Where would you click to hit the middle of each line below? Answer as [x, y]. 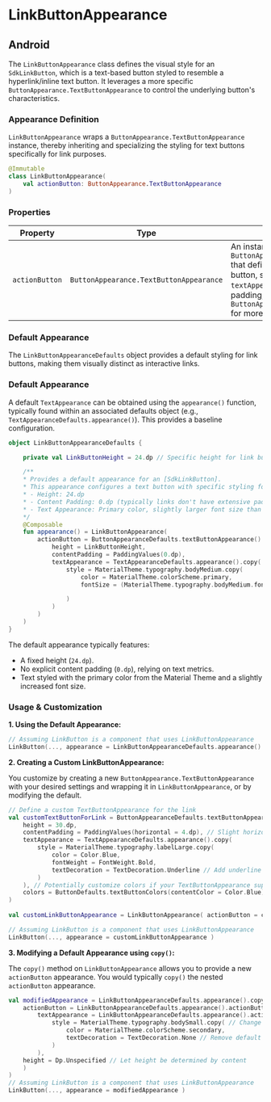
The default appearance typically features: [79, 645]
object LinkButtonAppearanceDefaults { [75, 443]
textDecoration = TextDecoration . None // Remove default [164, 1038]
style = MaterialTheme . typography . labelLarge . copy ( [126, 848]
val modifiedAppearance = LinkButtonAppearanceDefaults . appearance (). [129, 1000]
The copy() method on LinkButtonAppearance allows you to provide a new [130, 968]
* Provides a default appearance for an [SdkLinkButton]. [122, 479]
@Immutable [27, 169]
